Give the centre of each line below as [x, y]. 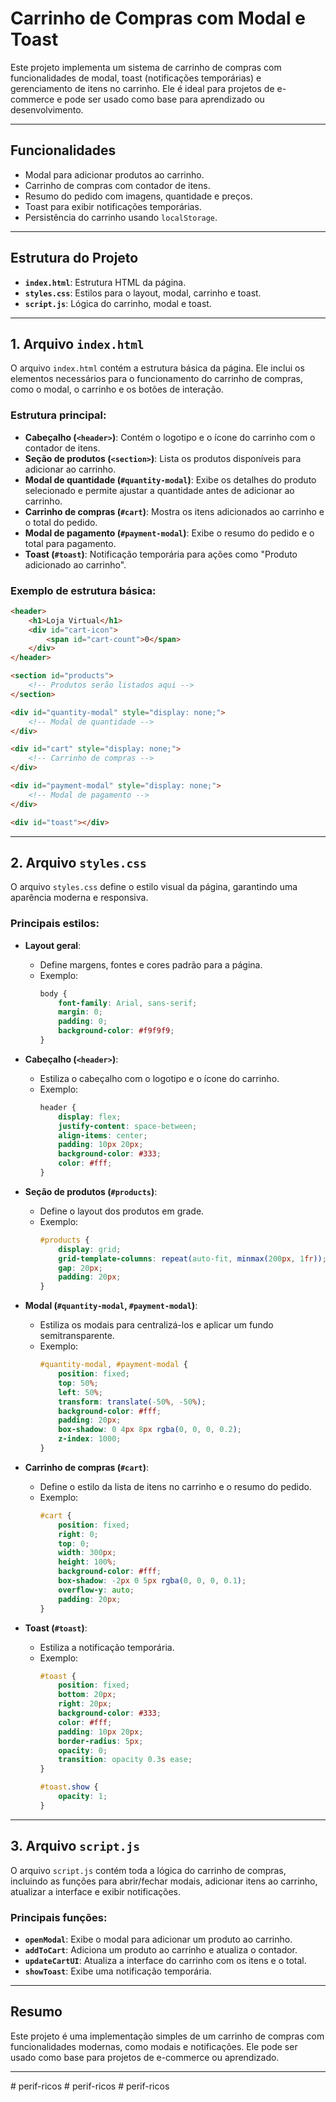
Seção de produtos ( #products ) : [91, 1191]
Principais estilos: [55, 924]
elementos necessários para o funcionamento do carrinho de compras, [156, 379]
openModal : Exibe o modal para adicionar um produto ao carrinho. [158, 1939]
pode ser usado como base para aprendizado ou [164, 99]
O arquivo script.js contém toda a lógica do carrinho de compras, [148, 1870]
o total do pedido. [61, 522]
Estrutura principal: [58, 415]
